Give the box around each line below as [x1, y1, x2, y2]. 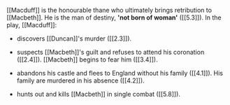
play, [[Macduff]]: [6, 21, 57, 29]
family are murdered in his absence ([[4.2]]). [16, 76, 145, 85]
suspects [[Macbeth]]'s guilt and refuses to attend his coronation [16, 48, 205, 56]
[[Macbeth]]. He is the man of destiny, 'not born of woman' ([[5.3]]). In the [6, 13, 222, 22]
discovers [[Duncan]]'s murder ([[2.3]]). [16, 34, 132, 43]
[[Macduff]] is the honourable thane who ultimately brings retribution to [6, 6, 213, 14]
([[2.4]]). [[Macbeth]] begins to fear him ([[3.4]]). [16, 55, 158, 64]
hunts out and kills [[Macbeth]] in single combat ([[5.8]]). [16, 90, 181, 98]
